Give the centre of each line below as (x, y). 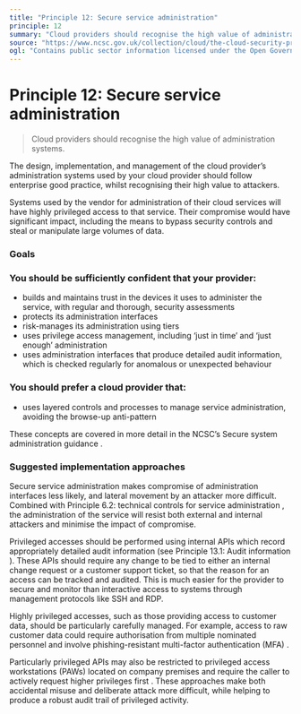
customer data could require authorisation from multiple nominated (133, 635)
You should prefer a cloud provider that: (98, 388)
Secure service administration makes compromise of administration (134, 486)
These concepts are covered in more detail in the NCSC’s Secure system (143, 434)
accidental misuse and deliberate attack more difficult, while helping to (140, 690)
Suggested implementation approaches (97, 467)
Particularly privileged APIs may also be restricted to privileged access (140, 662)
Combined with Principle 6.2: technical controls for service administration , (147, 505)
